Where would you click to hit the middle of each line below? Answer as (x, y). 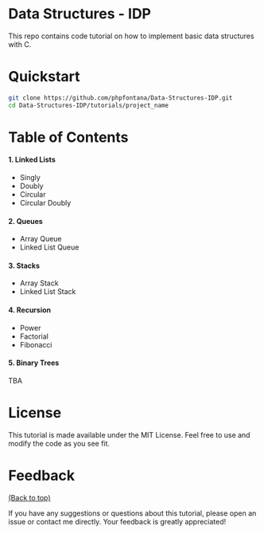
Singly (30, 178)
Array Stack (39, 283)
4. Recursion (30, 310)
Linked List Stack (48, 292)
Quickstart (45, 77)
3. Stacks (24, 265)
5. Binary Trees (34, 363)
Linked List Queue (49, 247)
